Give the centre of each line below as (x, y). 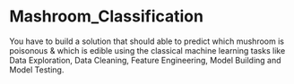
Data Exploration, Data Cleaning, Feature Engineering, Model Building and (145, 60)
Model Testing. (37, 70)
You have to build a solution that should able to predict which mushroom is (147, 41)
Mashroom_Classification (107, 17)
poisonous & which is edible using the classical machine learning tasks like (147, 50)
